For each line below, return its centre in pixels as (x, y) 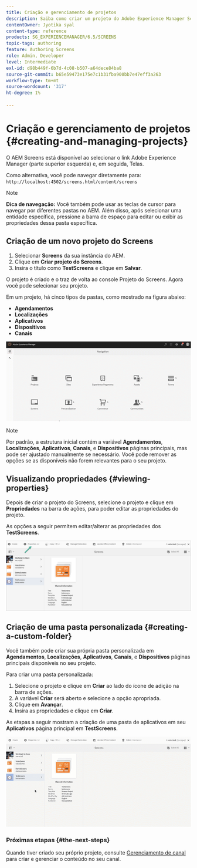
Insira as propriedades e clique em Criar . (64, 711)
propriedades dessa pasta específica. (52, 222)
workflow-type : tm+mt (33, 80)
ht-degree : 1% (23, 93)
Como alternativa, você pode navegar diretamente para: (74, 175)
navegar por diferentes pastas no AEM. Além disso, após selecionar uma (94, 210)
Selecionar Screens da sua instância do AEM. (70, 255)
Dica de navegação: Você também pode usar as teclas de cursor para (91, 204)
